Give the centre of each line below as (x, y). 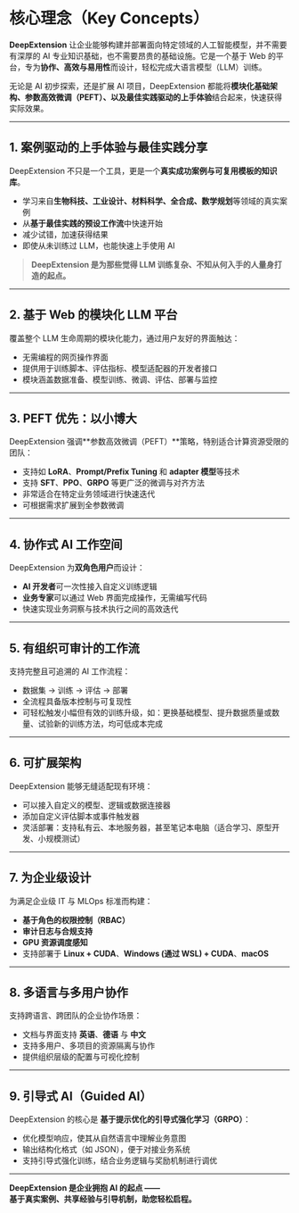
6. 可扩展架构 (45, 763)
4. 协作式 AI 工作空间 (66, 544)
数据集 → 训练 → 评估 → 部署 (75, 690)
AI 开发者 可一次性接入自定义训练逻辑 (89, 586)
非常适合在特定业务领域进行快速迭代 (89, 494)
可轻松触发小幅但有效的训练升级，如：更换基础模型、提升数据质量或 (147, 712)
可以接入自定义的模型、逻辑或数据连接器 (96, 805)
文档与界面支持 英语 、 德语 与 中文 (84, 1034)
